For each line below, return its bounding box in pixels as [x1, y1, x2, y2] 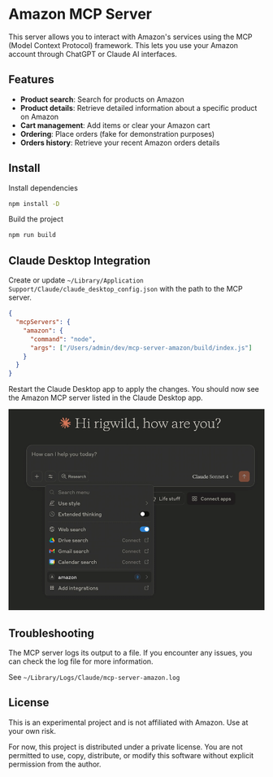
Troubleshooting [8, 626, 95, 640]
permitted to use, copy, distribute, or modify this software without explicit [8, 750, 254, 760]
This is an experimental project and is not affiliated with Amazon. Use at [8, 718, 249, 727]
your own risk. [8, 726, 57, 735]
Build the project [8, 214, 63, 224]
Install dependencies [8, 182, 79, 192]
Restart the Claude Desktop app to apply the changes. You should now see [8, 384, 260, 394]
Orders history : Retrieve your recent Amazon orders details [19, 138, 220, 147]
